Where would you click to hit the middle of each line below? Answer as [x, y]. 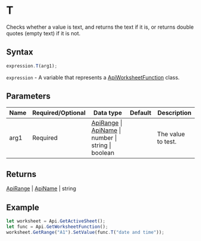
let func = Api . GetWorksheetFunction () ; [57, 227]
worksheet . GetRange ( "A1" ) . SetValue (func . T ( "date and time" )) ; [85, 232]
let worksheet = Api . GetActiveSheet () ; [56, 221]
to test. [167, 142]
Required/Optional [59, 113]
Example [23, 207]
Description [174, 113]
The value [171, 134]
